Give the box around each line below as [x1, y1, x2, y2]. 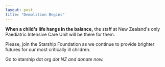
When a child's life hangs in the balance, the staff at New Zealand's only [5, 26, 160, 32]
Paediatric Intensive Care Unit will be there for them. [5, 31, 115, 37]
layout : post [5, 7, 33, 13]
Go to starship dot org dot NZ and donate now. [5, 56, 104, 62]
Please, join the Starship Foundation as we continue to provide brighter [5, 41, 155, 47]
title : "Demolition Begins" [5, 12, 65, 17]
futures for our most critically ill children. [5, 46, 91, 52]
